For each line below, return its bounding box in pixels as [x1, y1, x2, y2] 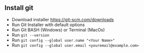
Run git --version [11, 32, 50, 38]
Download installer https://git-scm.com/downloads [11, 16, 114, 22]
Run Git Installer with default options [11, 22, 85, 27]
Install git [4, 4, 34, 12]
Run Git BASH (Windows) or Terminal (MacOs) [11, 26, 105, 33]
